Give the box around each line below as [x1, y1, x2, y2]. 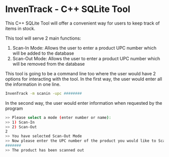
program [5, 105, 23, 111]
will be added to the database [12, 50, 74, 56]
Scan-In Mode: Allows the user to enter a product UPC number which [12, 45, 157, 51]
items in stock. [5, 25, 36, 31]
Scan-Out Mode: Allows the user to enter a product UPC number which [12, 55, 160, 61]
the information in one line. [5, 81, 61, 87]
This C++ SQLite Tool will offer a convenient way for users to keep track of [5, 20, 160, 26]
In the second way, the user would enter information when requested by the [5, 100, 162, 106]
